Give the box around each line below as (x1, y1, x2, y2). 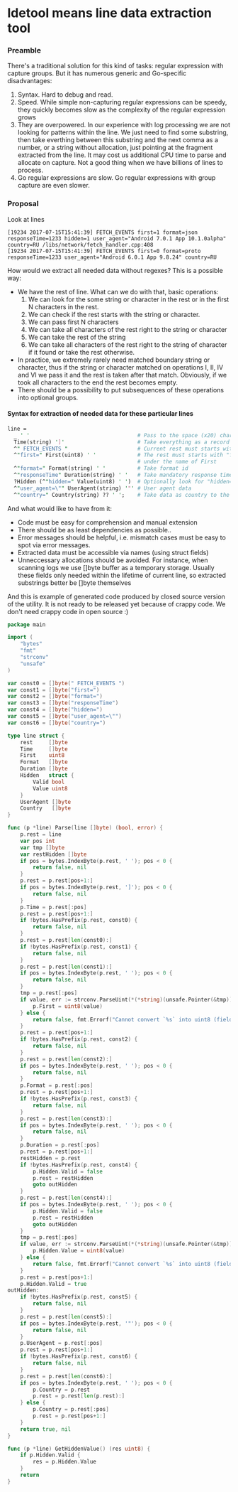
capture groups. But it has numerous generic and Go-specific (7, 69, 187, 77)
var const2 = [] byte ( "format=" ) (7, 693, 103, 700)
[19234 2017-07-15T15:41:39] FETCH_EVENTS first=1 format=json (7, 229, 198, 236)
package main (7, 621, 46, 628)
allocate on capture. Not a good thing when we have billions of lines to (17, 159, 223, 167)
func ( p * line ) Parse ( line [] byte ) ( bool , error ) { (7, 825, 163, 832)
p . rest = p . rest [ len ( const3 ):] (20, 1115, 113, 1122)
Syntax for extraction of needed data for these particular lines (7, 409, 193, 418)
